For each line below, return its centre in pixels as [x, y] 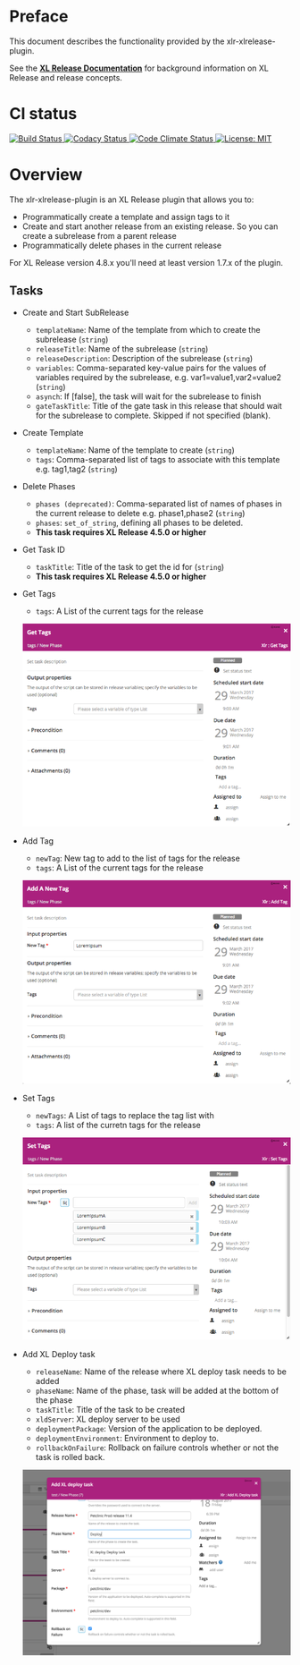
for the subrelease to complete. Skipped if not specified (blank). [153, 415]
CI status [43, 114]
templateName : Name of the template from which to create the [148, 329]
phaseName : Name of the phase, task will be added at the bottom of [157, 1390]
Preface [39, 17]
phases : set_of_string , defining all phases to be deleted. [139, 522]
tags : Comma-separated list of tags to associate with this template [158, 459]
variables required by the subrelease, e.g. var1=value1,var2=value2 [158, 377]
